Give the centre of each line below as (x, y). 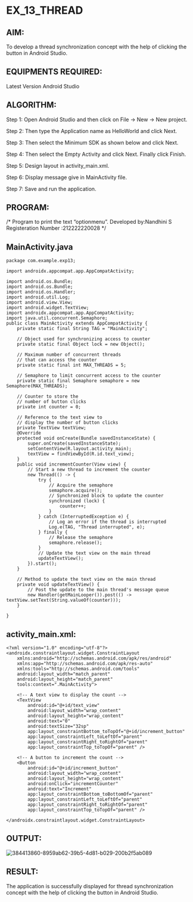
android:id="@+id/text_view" (64, 706)
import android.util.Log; (38, 297)
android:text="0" (49, 721)
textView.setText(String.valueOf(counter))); (63, 601)
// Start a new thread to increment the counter (89, 470)
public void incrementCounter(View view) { (72, 464)
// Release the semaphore (81, 538)
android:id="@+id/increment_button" (73, 768)
